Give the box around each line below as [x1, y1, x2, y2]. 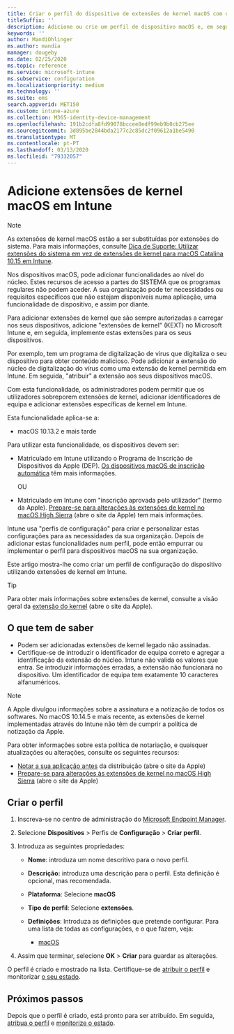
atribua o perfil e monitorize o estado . [7, 1019, 116, 1027]
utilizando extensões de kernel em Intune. [7, 567, 127, 576]
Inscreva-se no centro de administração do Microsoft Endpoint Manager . [17, 815, 226, 824]
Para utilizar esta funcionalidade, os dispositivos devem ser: [7, 441, 180, 449]
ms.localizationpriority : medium [7, 82, 104, 89]
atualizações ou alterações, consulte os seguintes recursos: [7, 748, 180, 756]
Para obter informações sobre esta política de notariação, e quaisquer [7, 741, 208, 749]
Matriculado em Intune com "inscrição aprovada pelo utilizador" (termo [17, 496, 222, 504]
